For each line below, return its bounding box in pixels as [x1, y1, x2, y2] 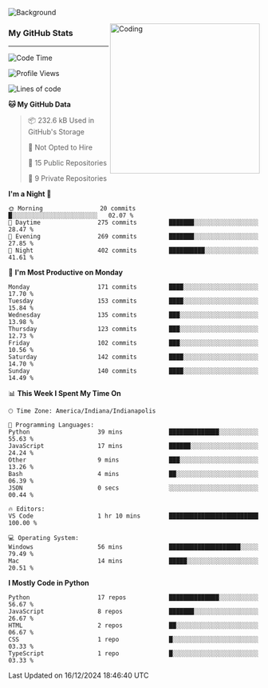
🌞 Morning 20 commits [8, 205, 136, 213]
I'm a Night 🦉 [8, 189, 52, 199]
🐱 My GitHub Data [8, 100, 72, 110]
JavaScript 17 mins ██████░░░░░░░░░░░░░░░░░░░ [8, 442, 259, 450]
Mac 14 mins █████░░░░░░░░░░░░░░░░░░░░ [8, 557, 259, 566]
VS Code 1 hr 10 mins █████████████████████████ [8, 512, 259, 520]
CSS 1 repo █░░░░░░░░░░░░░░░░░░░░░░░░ [8, 636, 259, 644]
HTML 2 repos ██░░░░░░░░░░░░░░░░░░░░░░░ [8, 622, 259, 630]
